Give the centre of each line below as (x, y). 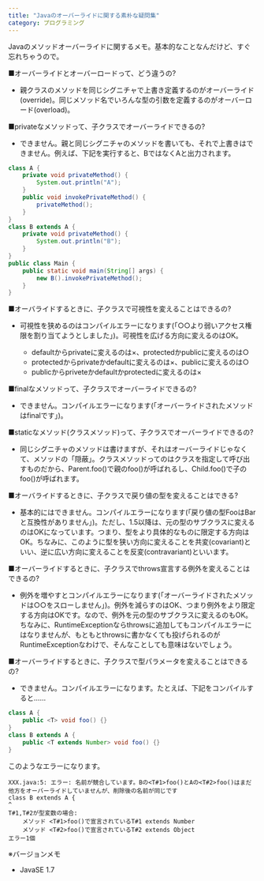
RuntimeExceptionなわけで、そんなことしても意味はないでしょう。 (128, 645)
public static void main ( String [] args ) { (93, 271)
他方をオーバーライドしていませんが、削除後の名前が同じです (93, 791)
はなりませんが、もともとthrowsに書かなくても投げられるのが (120, 635)
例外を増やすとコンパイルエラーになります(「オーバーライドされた (126, 595)
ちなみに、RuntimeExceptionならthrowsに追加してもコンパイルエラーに (136, 625)
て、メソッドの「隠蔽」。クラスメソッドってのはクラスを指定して (125, 459)
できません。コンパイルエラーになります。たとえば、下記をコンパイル (133, 688)
